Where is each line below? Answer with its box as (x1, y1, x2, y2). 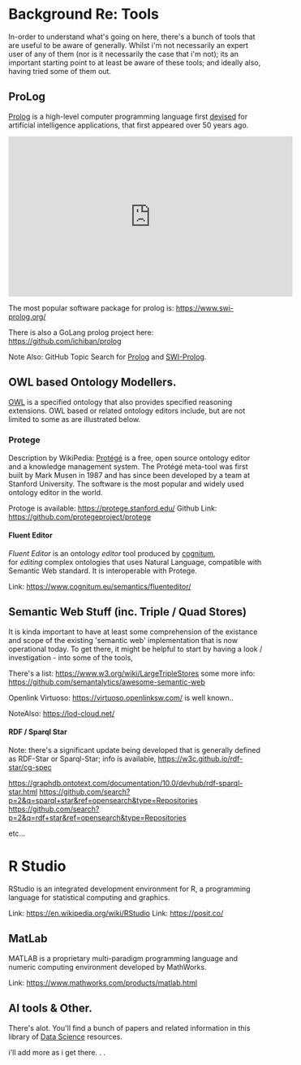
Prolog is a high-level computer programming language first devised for (8, 111, 248, 121)
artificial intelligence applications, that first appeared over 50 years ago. (8, 120, 249, 130)
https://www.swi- (175, 302, 234, 313)
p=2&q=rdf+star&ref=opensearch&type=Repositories (8, 813, 187, 823)
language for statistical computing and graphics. (8, 893, 170, 902)
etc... (8, 828, 26, 838)
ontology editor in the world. (8, 487, 103, 497)
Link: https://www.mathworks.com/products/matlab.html (8, 977, 197, 988)
